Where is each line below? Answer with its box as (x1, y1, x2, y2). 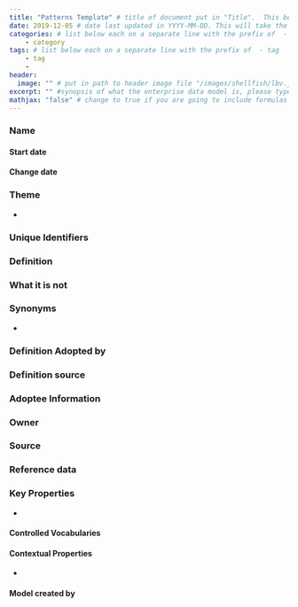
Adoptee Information (9, 392, 101, 404)
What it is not (9, 278, 68, 291)
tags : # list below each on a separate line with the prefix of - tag (9, 46, 279, 55)
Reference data (9, 463, 77, 476)
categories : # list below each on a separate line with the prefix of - (9, 29, 288, 38)
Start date (9, 146, 47, 157)
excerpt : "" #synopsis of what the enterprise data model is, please (9, 87, 272, 96)
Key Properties (9, 487, 75, 500)
